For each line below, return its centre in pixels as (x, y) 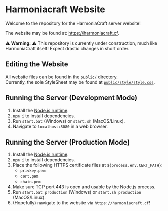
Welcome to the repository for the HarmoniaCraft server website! (73, 23)
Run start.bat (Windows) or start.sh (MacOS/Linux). (69, 121)
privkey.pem (33, 171)
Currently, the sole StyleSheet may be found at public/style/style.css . (80, 82)
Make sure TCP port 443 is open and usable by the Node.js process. (84, 187)
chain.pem (31, 182)
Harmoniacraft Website (55, 9)
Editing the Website (37, 64)
